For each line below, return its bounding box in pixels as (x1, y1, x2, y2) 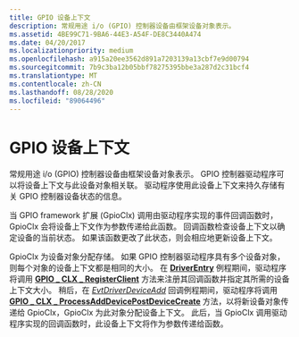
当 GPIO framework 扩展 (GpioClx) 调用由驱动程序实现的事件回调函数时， (9, 210, 278, 221)
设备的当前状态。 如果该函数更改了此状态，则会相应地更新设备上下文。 (16, 232, 278, 243)
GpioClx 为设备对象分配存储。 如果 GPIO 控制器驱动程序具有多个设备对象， (9, 251, 286, 262)
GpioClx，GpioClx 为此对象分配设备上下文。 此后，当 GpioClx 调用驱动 (26, 308, 287, 318)
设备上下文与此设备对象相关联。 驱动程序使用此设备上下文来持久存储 (24, 180, 278, 190)
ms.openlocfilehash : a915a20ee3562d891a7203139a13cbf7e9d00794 (9, 55, 250, 63)
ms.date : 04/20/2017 (9, 38, 87, 47)
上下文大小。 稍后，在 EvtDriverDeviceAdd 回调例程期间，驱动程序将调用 (9, 285, 278, 296)
